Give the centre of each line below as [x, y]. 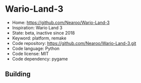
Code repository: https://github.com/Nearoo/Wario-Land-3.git [74, 43]
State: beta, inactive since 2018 [44, 33]
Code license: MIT [30, 53]
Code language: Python [36, 48]
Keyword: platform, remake [39, 38]
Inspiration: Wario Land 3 [37, 27]
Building [18, 74]
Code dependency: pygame [40, 59]
